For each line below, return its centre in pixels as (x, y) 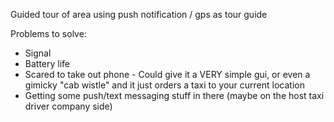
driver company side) (68, 106)
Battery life (47, 63)
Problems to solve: (48, 33)
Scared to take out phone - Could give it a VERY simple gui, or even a (167, 74)
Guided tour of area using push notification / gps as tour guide (139, 14)
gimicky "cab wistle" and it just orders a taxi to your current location (164, 85)
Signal (38, 53)
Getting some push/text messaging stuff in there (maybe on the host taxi (174, 95)
